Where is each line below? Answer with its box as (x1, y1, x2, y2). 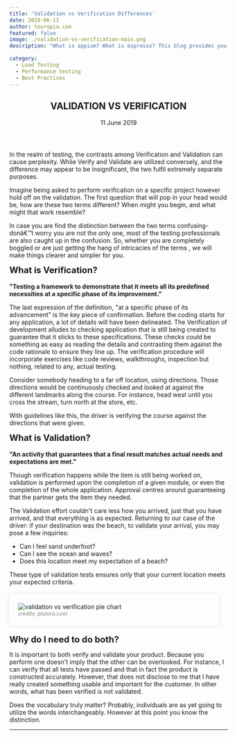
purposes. (9, 172, 39, 181)
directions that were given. (9, 419, 85, 428)
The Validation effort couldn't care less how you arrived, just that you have (9, 507, 223, 515)
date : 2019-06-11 (9, 17, 60, 24)
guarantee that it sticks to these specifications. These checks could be (9, 333, 211, 341)
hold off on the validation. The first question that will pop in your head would (9, 193, 227, 202)
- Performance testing (15, 67, 81, 75)
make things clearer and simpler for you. (9, 251, 125, 259)
